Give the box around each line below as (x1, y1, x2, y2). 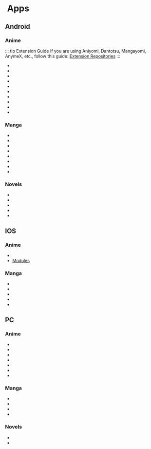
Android (5, 22, 30, 31)
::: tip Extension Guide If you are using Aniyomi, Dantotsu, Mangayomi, (5, 48, 146, 54)
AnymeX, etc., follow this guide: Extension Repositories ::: (5, 53, 121, 59)
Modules (12, 258, 30, 264)
